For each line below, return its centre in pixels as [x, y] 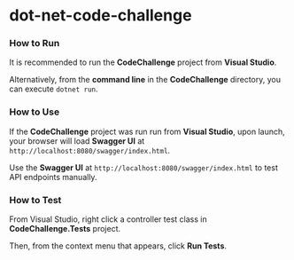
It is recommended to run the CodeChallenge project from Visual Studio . [143, 62]
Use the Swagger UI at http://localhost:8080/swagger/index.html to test [144, 167]
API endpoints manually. [53, 177]
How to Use [35, 112]
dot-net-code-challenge [101, 16]
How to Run [35, 43]
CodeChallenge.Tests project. [65, 229]
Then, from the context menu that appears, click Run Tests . [118, 246]
